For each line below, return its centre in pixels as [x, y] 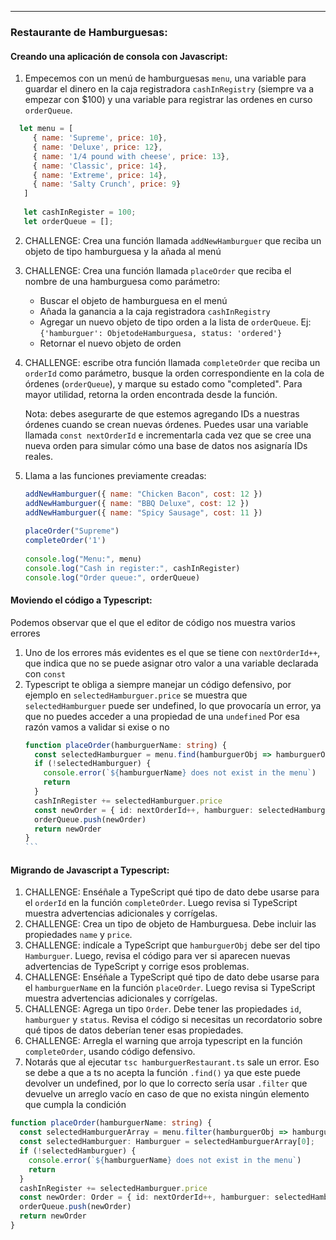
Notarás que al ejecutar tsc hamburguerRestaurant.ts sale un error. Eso [172, 1062]
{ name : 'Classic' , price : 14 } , [100, 166]
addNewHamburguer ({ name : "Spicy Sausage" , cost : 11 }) [143, 512]
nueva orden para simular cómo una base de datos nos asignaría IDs [166, 445]
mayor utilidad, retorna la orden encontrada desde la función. [151, 394]
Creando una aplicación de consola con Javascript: [119, 56]
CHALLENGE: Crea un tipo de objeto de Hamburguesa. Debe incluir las [170, 924]
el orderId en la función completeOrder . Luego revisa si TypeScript [161, 903]
